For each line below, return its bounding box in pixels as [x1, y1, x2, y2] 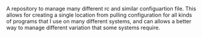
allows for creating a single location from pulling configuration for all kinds [6, 11, 192, 18]
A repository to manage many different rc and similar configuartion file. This [6, 5, 197, 12]
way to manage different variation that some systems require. [6, 24, 160, 31]
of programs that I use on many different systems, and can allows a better [6, 18, 192, 24]
